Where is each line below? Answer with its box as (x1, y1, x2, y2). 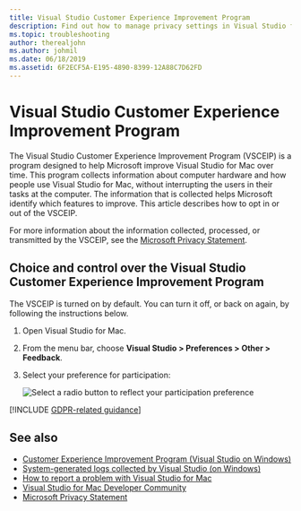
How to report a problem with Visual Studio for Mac (21, 472, 212, 484)
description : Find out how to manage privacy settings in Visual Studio (9, 22, 287, 30)
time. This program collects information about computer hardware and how (9, 169, 287, 180)
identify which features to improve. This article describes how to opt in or (9, 198, 280, 209)
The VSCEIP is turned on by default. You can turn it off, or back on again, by (9, 298, 289, 309)
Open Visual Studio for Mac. (21, 325, 127, 336)
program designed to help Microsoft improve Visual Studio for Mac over (9, 160, 274, 170)
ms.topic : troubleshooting (9, 30, 110, 39)
